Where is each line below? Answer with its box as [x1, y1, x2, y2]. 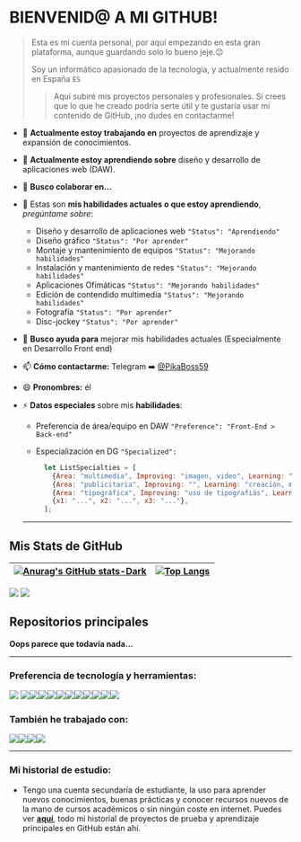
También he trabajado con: [9, 713, 128, 726]
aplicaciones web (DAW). [21, 164, 116, 174]
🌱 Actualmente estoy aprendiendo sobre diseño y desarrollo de [21, 154, 262, 164]
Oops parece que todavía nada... [9, 638, 133, 649]
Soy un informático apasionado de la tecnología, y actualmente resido [30, 64, 289, 75]
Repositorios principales [9, 615, 150, 630]
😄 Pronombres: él [21, 381, 91, 393]
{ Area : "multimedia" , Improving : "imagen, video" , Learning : [52, 471, 285, 481]
